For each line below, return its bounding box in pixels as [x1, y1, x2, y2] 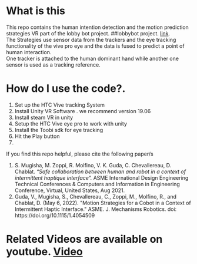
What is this [6, 4, 66, 18]
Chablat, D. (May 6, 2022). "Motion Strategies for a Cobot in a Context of [14, 199, 191, 206]
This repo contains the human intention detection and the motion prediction [6, 24, 189, 31]
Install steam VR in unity [14, 114, 74, 121]
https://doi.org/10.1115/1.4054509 [14, 212, 95, 219]
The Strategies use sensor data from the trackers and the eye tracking [6, 36, 176, 43]
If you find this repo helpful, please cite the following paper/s [6, 150, 154, 157]
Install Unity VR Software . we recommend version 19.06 [14, 107, 151, 114]
